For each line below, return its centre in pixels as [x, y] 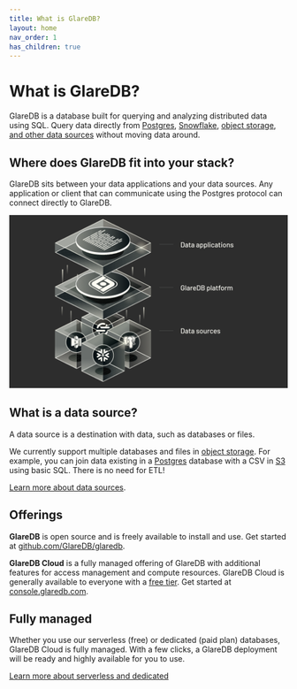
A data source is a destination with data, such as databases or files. [132, 434]
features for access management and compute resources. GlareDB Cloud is [147, 572]
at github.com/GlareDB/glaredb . [67, 546]
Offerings [36, 515]
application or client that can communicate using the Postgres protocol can [146, 193]
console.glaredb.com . [49, 591]
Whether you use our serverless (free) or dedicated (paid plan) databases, [145, 640]
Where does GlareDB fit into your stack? [122, 162]
